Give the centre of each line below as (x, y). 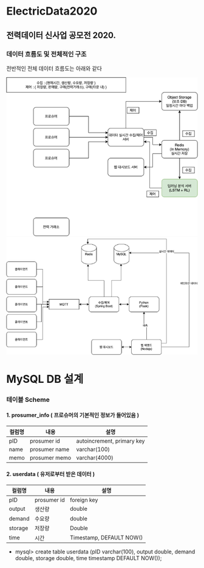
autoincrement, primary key (110, 441)
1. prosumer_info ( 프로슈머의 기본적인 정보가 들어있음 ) (73, 415)
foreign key (84, 500)
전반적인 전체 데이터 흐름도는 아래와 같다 (54, 68)
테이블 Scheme (28, 399)
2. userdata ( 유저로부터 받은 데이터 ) (51, 474)
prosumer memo (51, 458)
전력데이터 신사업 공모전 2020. (61, 35)
